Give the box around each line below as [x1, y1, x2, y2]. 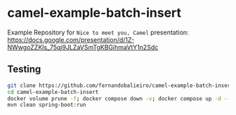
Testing [7, 63, 41, 75]
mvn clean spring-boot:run [7, 102, 86, 109]
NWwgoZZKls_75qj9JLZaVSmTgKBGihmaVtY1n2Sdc [7, 43, 159, 51]
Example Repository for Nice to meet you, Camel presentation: [7, 28, 189, 36]
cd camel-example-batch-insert [7, 88, 99, 95]
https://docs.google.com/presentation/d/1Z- [7, 35, 135, 43]
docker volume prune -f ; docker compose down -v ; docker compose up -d [7, 95, 221, 102]
